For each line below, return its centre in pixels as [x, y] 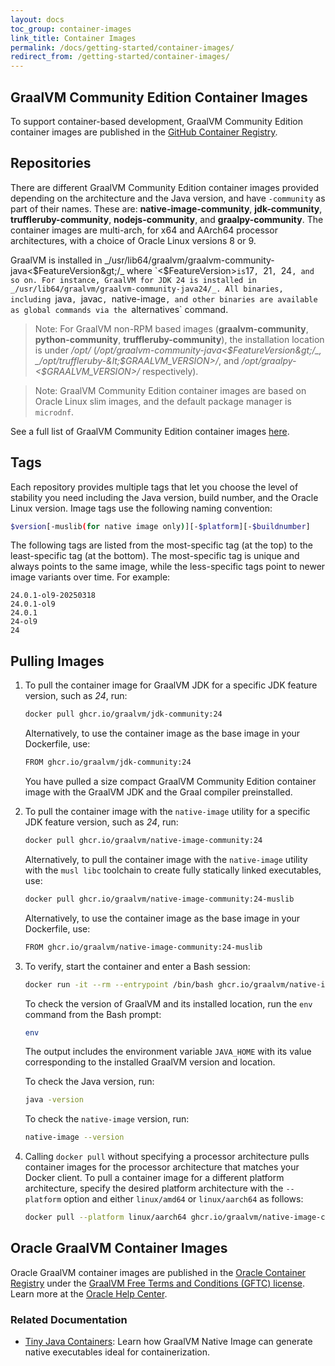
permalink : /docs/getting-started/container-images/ [122, 47]
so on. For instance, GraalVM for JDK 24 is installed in [133, 280]
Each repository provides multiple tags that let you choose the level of [154, 487]
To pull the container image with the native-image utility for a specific [167, 811]
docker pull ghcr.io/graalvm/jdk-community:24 [123, 714]
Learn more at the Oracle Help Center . [89, 1293]
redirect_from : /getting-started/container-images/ [120, 57]
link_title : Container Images [73, 38]
